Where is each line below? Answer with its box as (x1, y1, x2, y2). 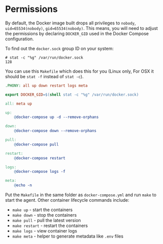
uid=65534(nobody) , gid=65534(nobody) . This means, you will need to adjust (5, 25, 158, 31)
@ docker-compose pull (14, 142, 59, 147)
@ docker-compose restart (14, 155, 66, 160)
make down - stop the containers (12, 212, 77, 218)
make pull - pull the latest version (12, 218, 81, 224)
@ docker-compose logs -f (14, 169, 66, 174)
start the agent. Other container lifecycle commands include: (5, 197, 130, 203)
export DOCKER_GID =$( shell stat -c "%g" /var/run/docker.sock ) (5, 92, 139, 97)
